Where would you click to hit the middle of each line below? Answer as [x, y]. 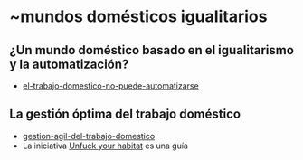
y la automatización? [69, 64]
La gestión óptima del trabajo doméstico [125, 114]
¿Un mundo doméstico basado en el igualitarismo [151, 50]
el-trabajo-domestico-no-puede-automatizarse [110, 86]
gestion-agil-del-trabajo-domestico [89, 136]
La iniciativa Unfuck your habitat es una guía [105, 146]
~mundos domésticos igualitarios [138, 17]
